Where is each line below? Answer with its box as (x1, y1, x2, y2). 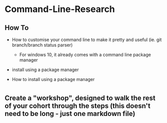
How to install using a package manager (11, 76, 95, 82)
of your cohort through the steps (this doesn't (4, 101, 150, 110)
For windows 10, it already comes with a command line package (19, 51, 151, 57)
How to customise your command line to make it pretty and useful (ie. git (11, 36, 162, 42)
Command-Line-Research (4, 3, 115, 15)
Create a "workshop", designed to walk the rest (4, 94, 156, 102)
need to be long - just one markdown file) (4, 109, 135, 118)
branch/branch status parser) (11, 42, 73, 48)
